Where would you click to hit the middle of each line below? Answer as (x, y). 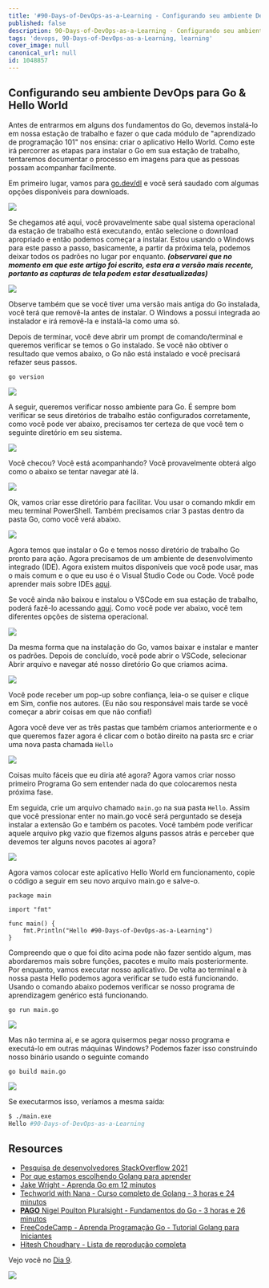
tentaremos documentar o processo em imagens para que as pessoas (124, 159)
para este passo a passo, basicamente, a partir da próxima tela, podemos (129, 248)
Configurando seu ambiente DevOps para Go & (127, 93)
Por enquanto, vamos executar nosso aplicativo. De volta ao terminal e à (128, 969)
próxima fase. (31, 792)
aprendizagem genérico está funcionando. (78, 995)
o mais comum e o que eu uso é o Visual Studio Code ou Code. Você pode (131, 575)
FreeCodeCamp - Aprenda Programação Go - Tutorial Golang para (130, 1228)
